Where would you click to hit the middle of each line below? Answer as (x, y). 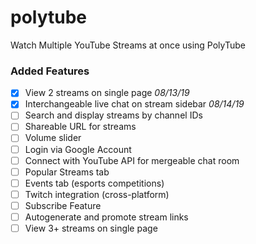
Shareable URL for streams (80, 127)
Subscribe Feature (63, 205)
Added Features (50, 71)
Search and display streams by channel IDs (113, 115)
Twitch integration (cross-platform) (97, 194)
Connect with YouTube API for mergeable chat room (132, 160)
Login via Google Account (78, 149)
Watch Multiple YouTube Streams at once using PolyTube (128, 45)
